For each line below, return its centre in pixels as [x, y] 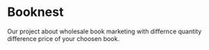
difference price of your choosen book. [63, 38]
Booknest [36, 12]
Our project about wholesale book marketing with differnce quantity [104, 31]
